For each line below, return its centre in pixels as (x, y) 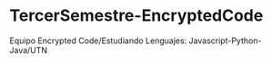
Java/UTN (29, 49)
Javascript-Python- (225, 40)
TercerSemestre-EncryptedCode (136, 16)
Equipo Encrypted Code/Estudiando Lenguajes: (98, 40)
